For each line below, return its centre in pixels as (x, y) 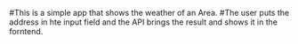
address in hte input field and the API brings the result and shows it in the (144, 22)
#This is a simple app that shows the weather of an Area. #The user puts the (149, 13)
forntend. (26, 31)
